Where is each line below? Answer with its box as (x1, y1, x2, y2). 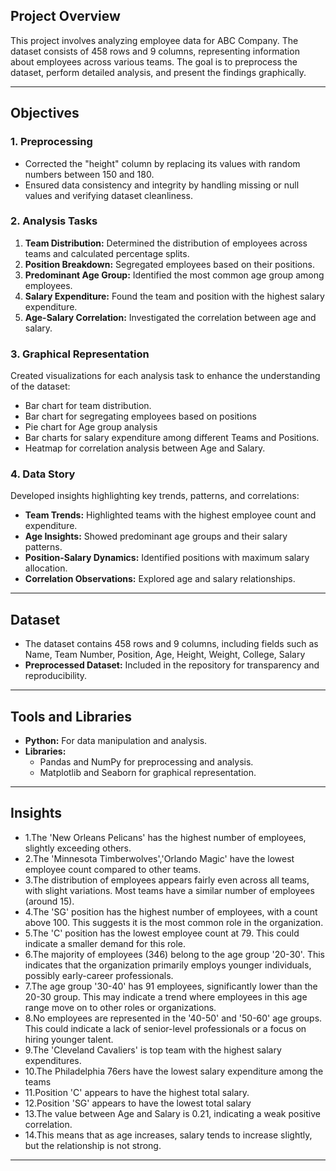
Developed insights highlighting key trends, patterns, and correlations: (10, 490, 300, 502)
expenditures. (24, 1054, 82, 1066)
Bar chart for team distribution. (24, 400, 152, 412)
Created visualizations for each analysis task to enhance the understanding (10, 370, 321, 382)
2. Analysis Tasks (10, 214, 98, 228)
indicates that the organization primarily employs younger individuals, (24, 959, 312, 971)
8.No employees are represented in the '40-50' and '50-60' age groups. (24, 1012, 323, 1024)
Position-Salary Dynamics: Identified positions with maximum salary (24, 552, 310, 564)
